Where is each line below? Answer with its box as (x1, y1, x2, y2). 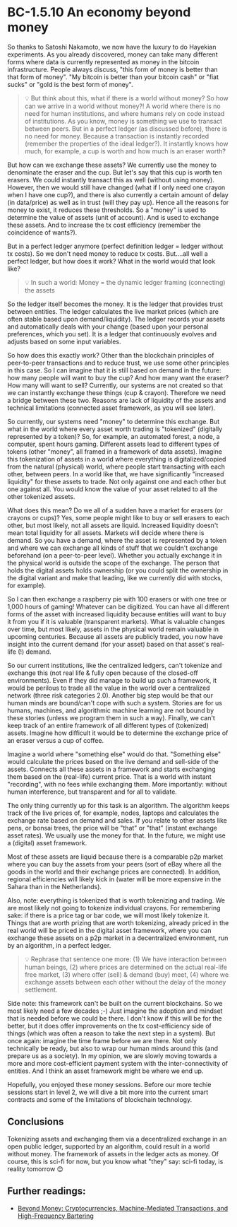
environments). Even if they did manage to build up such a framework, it (7, 676, 217, 684)
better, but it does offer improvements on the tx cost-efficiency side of (7, 1021, 212, 1030)
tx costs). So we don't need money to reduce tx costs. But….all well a (7, 249, 208, 258)
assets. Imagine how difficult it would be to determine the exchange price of (7, 729, 229, 737)
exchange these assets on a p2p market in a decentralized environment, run (7, 934, 229, 942)
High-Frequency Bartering (17, 1211, 94, 1220)
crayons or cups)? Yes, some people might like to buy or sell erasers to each (7, 513, 230, 522)
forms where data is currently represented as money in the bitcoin (7, 57, 200, 66)
